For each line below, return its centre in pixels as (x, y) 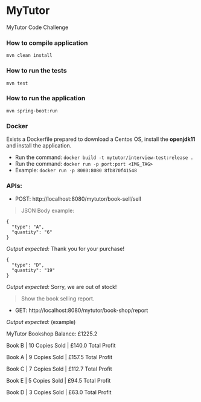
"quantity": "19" (33, 271)
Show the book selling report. (58, 299)
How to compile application (47, 43)
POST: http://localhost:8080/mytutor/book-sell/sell (78, 199)
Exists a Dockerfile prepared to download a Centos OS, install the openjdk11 (101, 139)
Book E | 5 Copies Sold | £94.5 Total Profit (59, 381)
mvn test (17, 83)
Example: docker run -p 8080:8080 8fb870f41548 (76, 170)
